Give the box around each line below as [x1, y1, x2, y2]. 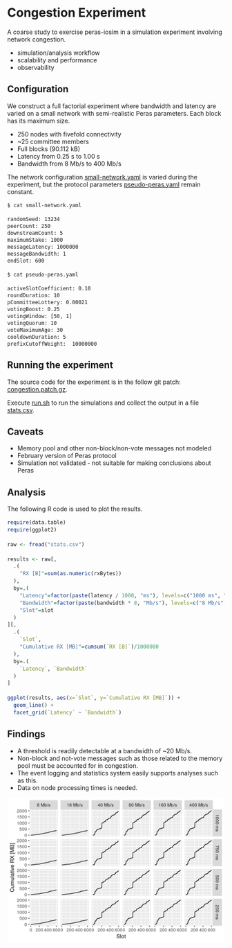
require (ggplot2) [7, 527, 57, 534]
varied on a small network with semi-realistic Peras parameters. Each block [7, 109, 222, 117]
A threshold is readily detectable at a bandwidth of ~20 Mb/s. [17, 746, 192, 755]
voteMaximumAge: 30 [7, 326, 64, 333]
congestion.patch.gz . [7, 385, 68, 393]
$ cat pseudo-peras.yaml [7, 271, 79, 278]
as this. [17, 776, 38, 784]
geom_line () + [13, 702, 54, 709]
